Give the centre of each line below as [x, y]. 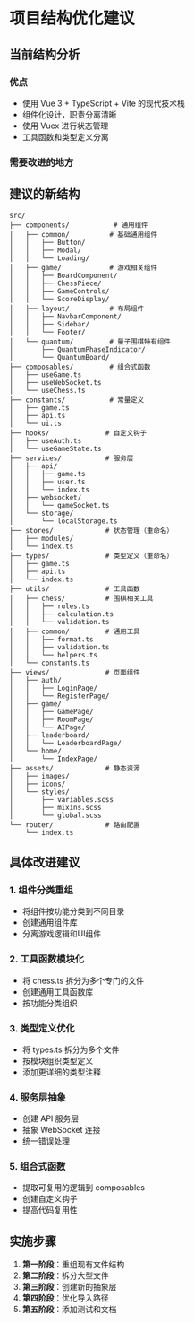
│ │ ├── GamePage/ [51, 711]
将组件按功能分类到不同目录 [73, 911]
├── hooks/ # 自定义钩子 [78, 433]
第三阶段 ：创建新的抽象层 [69, 1287]
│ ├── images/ [39, 776]
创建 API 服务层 [51, 1118]
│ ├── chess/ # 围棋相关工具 [81, 598]
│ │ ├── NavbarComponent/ [66, 316]
